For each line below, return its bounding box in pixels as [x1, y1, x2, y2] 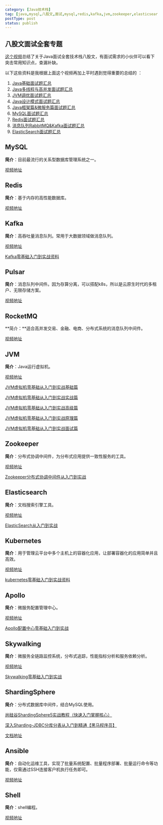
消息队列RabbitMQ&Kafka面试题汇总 [12, 123, 85, 129]
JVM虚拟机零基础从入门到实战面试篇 [5, 425, 79, 431]
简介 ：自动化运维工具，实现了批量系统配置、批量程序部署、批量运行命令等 [5, 760, 154, 766]
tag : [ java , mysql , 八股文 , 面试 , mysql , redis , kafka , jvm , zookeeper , [5, 12, 134, 16]
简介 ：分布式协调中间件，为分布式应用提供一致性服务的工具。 [5, 453, 129, 459]
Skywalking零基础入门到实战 [5, 674, 62, 679]
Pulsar [5, 268, 25, 276]
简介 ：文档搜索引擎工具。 [5, 501, 56, 507]
